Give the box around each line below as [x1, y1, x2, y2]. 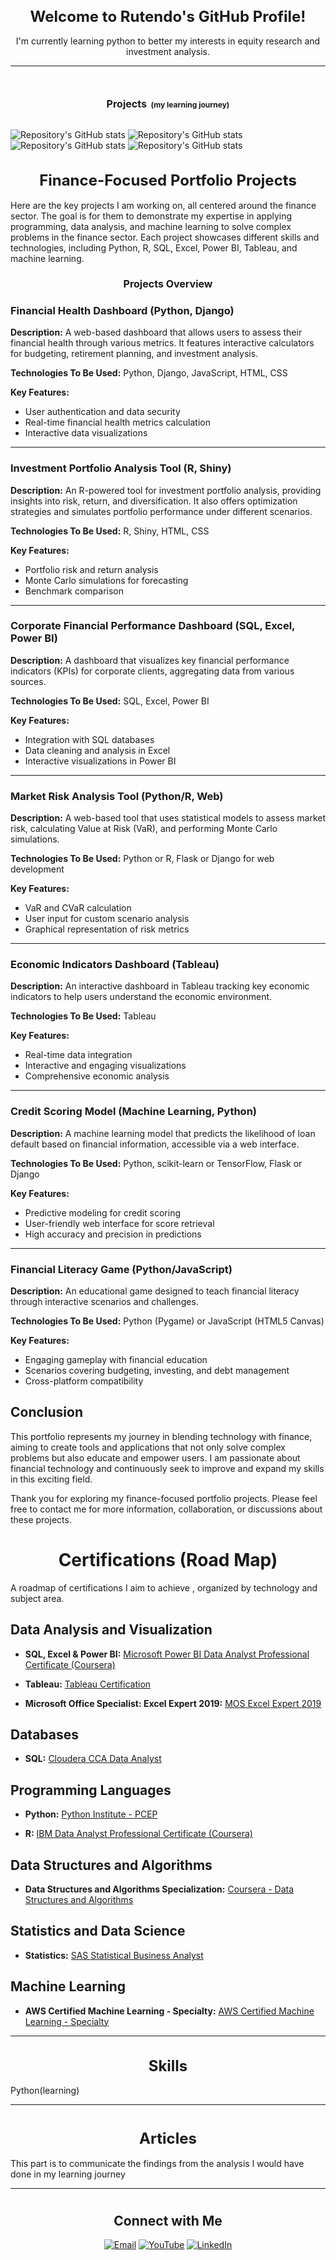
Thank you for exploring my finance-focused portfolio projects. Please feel [10, 1492, 318, 1504]
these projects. [10, 1513, 72, 1525]
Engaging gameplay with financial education [24, 1354, 208, 1365]
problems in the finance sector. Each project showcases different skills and [10, 231, 320, 243]
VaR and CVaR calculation [24, 902, 132, 914]
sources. [10, 675, 47, 687]
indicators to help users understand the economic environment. [10, 991, 273, 1003]
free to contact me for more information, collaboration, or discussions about [10, 1503, 323, 1515]
